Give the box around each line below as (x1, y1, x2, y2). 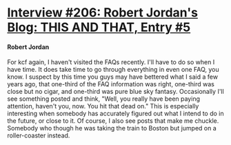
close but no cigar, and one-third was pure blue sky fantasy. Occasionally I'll (7, 88, 224, 96)
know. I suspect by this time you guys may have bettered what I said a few (7, 72, 219, 81)
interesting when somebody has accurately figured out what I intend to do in (7, 109, 224, 118)
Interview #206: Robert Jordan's (7, 5, 199, 21)
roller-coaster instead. (7, 131, 70, 139)
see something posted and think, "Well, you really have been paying (7, 95, 200, 103)
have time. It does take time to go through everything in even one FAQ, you (7, 66, 219, 74)
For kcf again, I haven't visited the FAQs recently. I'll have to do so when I (7, 58, 215, 66)
